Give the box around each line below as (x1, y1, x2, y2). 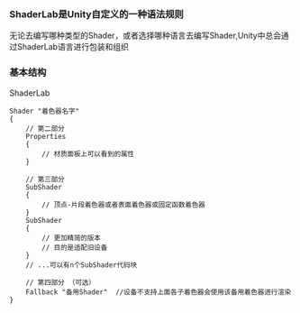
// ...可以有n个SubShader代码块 (25, 260, 138, 270)
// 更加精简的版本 (41, 233, 101, 243)
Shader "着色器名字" (9, 106, 79, 115)
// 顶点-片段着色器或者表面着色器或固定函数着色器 (41, 200, 205, 209)
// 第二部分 (25, 124, 65, 133)
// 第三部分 (25, 174, 65, 184)
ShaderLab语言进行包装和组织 (16, 41, 129, 52)
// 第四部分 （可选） (25, 278, 96, 287)
